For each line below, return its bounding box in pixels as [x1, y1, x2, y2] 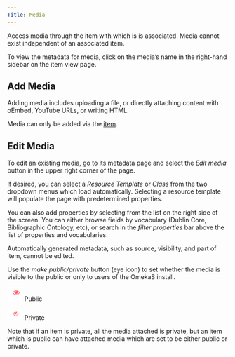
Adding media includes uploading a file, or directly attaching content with [7, 99, 219, 107]
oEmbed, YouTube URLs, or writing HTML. [7, 106, 130, 115]
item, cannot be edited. [7, 252, 74, 260]
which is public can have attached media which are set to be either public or [7, 335, 228, 343]
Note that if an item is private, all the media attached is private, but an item [7, 327, 222, 336]
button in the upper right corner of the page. [7, 166, 135, 175]
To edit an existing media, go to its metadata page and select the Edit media [7, 159, 227, 168]
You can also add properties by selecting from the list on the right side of [7, 208, 219, 217]
